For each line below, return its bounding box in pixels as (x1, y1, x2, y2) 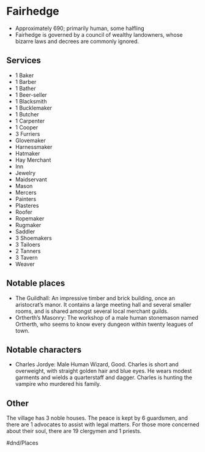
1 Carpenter (15, 117, 45, 124)
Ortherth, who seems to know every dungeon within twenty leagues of (15, 320, 194, 328)
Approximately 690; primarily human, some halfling (15, 24, 145, 32)
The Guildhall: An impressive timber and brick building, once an (15, 294, 176, 301)
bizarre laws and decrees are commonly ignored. (15, 37, 140, 45)
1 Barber (15, 78, 37, 85)
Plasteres (15, 202, 39, 209)
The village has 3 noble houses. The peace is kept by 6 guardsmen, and (6, 415, 188, 422)
